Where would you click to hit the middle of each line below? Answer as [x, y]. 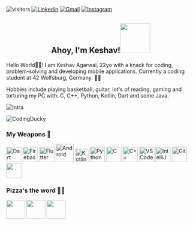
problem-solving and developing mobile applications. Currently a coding [95, 71]
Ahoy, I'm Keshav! [86, 51]
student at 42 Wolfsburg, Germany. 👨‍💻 [54, 77]
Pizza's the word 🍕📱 [36, 190]
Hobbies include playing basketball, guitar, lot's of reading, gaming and [94, 89]
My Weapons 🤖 [28, 134]
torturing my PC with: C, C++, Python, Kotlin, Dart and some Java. [88, 95]
